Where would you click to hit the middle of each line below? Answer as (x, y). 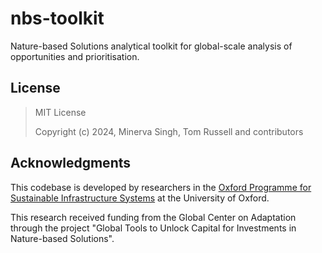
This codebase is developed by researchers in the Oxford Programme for (161, 187)
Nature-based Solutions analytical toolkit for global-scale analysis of (151, 46)
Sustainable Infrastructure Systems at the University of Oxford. (140, 198)
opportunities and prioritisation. (75, 56)
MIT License (60, 112)
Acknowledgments (71, 163)
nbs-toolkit (57, 18)
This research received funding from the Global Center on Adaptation (153, 217)
